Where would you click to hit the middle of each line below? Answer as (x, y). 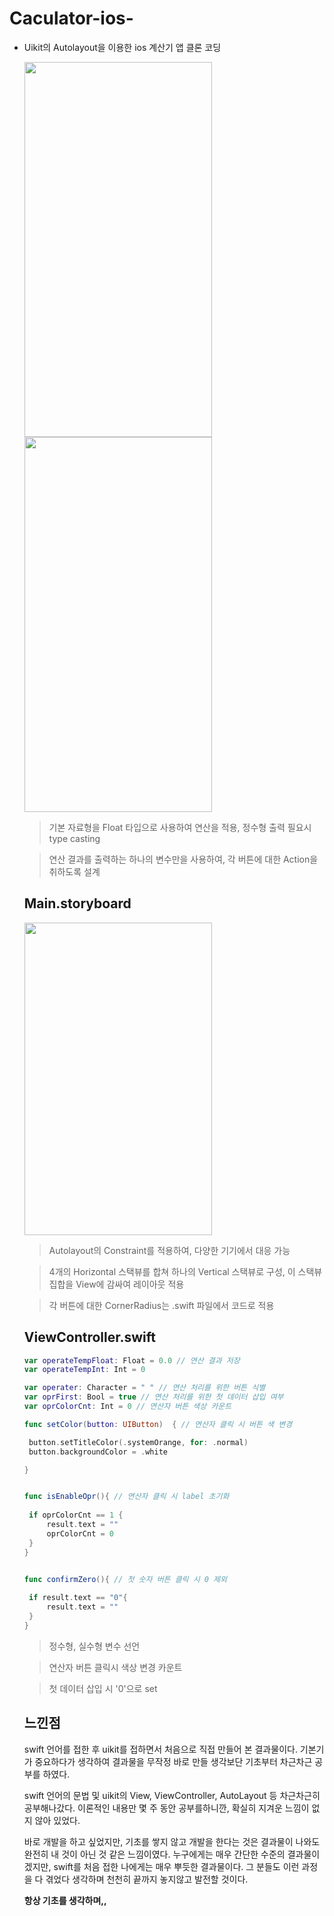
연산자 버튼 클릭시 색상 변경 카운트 (115, 1667)
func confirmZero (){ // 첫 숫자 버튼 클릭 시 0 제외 (125, 1579)
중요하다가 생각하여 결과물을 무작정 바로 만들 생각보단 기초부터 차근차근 (173, 1761)
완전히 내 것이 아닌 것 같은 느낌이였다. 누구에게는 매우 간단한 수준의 (154, 1854)
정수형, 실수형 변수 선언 (94, 1646)
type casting (74, 838)
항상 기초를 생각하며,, (65, 1900)
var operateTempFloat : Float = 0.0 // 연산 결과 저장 (132, 1360)
